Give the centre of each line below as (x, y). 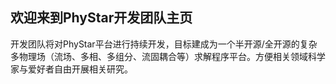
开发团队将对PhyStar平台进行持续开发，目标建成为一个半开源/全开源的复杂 (164, 44)
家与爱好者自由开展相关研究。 (71, 69)
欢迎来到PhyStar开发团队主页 (101, 18)
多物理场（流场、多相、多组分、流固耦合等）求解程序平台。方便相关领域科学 (168, 56)
